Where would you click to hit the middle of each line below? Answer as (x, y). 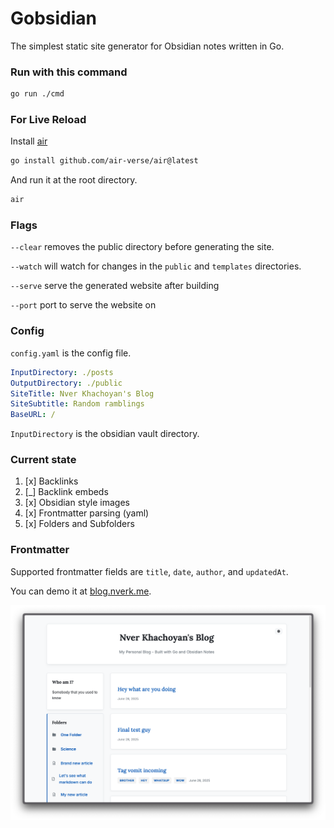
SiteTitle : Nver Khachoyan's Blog (82, 393)
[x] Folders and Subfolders (79, 524)
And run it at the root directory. (74, 180)
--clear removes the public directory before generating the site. (142, 247)
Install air (29, 141)
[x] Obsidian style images (77, 503)
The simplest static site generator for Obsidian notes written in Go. (147, 46)
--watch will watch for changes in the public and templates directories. (156, 266)
